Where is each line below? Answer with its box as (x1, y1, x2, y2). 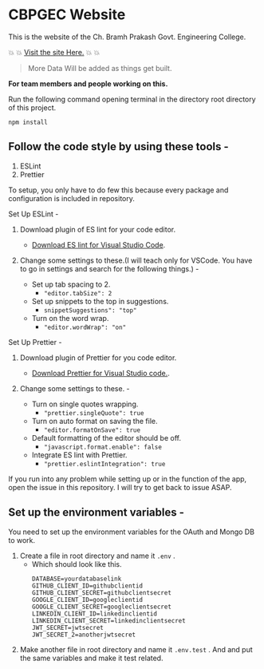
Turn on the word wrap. (31, 313, 109, 323)
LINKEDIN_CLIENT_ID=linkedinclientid (31, 609, 158, 618)
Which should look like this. (31, 559, 122, 568)
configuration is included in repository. (8, 193, 136, 203)
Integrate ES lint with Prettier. (31, 449, 128, 460)
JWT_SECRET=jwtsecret (31, 623, 104, 631)
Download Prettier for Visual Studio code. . (31, 368, 170, 378)
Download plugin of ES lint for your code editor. (19, 224, 176, 234)
